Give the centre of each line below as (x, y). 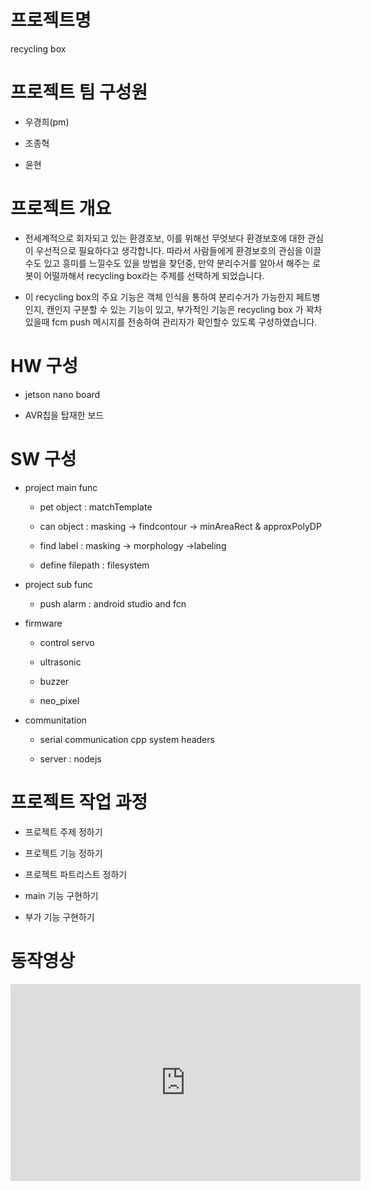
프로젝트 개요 (61, 208)
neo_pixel (59, 700)
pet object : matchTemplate (96, 507)
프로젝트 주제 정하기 (63, 832)
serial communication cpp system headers (127, 739)
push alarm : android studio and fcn (113, 603)
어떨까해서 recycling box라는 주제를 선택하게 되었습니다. (154, 275)
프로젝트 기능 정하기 (63, 853)
